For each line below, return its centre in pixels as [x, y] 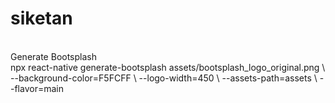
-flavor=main [37, 88]
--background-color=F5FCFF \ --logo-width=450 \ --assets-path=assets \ [164, 78]
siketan [41, 18]
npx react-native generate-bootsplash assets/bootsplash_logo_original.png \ [168, 67]
